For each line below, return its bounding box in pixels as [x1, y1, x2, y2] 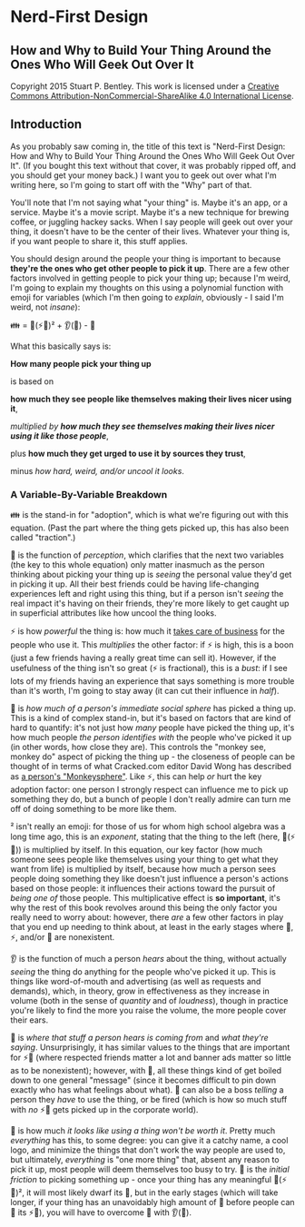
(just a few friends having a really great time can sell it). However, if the [10, 652, 277, 664]
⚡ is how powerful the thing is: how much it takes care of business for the [10, 626, 285, 637]
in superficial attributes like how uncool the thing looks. [10, 608, 217, 618]
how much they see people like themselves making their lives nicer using [10, 393, 292, 404]
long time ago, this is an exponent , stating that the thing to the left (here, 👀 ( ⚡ [10, 831, 296, 842]
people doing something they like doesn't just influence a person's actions [10, 874, 289, 885]
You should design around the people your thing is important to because [10, 252, 281, 264]
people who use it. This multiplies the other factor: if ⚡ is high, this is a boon [10, 639, 294, 650]
